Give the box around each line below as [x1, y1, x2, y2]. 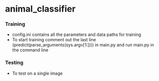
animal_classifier [5, 3, 76, 15]
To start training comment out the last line [12, 37, 96, 43]
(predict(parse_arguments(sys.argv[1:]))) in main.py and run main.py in [12, 42, 155, 48]
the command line [12, 47, 49, 53]
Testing [5, 59, 23, 66]
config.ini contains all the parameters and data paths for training [12, 32, 141, 37]
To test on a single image [12, 70, 63, 76]
